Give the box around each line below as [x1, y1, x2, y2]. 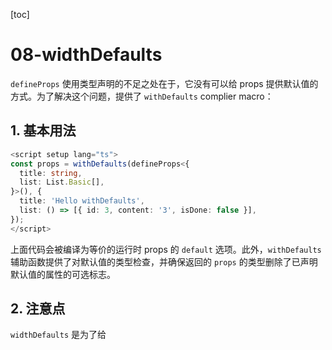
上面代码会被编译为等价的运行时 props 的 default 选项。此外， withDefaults [10, 243, 322, 255]
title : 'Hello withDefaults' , [19, 196, 145, 206]
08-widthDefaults [10, 44, 163, 66]
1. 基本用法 [10, 122, 77, 139]
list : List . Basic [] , [19, 177, 105, 188]
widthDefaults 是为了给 [10, 329, 107, 341]
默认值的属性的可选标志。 [10, 268, 116, 280]
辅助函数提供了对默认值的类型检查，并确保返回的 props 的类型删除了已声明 [10, 255, 318, 268]
